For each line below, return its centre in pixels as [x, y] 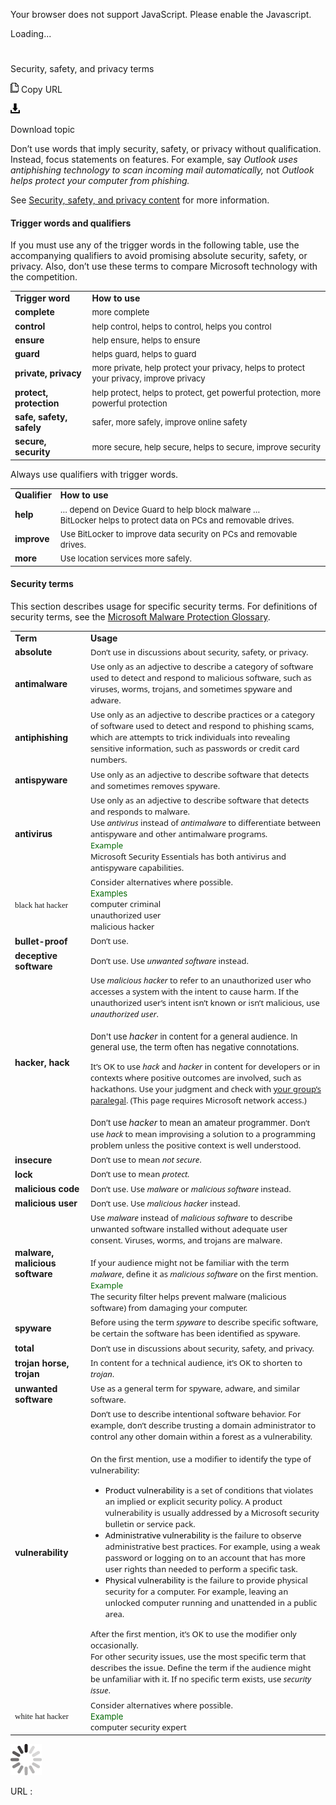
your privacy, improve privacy [148, 378]
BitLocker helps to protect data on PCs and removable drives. [177, 520]
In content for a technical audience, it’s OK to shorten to [196, 1362]
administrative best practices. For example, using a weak [212, 1546]
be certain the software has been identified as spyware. [195, 1333]
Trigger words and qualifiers [71, 223]
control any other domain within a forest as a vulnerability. [201, 1436]
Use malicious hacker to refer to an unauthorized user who [200, 980]
